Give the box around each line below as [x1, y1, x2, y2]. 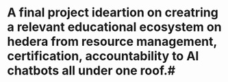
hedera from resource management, [7, 34, 218, 49]
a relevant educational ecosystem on [7, 19, 222, 35]
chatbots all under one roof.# [7, 63, 176, 79]
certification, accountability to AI [7, 49, 199, 64]
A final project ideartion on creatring [7, 5, 219, 20]
